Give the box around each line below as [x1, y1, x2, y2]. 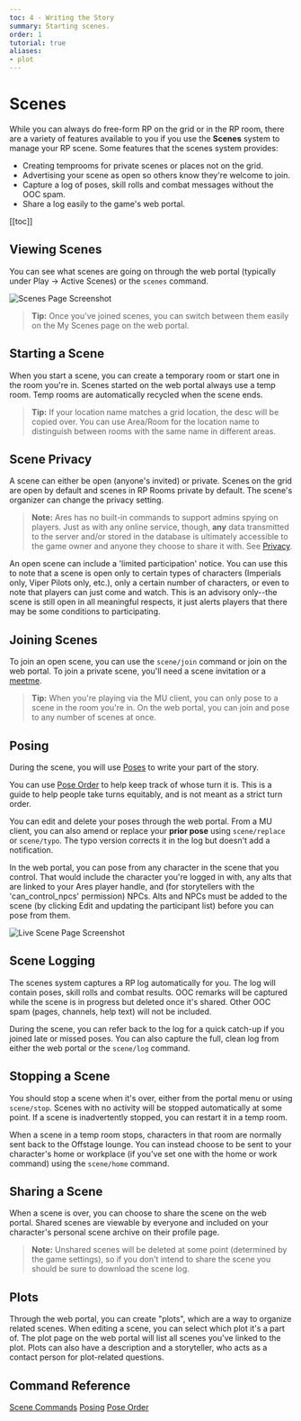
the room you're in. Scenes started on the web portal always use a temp [9, 379, 276, 390]
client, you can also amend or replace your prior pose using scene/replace [9, 826, 286, 836]
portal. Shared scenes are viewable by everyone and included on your [9, 1217, 269, 1228]
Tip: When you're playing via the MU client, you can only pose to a [31, 692, 279, 703]
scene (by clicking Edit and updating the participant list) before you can [9, 901, 274, 910]
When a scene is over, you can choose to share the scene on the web [9, 1208, 267, 1218]
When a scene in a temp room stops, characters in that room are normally [9, 1129, 282, 1140]
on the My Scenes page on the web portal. [31, 320, 190, 330]
